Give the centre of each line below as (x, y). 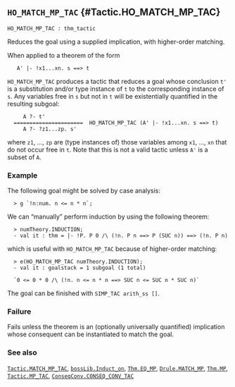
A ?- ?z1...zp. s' (50, 129)
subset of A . (25, 157)
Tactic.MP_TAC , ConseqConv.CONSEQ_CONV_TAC (71, 375)
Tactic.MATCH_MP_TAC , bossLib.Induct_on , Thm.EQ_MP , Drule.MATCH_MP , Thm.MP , (118, 368)
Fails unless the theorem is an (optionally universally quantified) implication (116, 327)
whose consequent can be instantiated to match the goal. (91, 334)
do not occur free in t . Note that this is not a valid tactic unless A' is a (108, 149)
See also (22, 352)
